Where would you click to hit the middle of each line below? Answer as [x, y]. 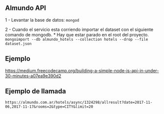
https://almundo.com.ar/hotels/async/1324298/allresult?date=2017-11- [79, 103]
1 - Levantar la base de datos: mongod [42, 20]
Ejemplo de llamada [36, 91]
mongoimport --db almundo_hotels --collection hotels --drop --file [77, 39]
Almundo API [26, 8]
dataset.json [18, 44]
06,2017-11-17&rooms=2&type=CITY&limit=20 [49, 107]
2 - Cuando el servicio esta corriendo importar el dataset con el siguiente [79, 29]
